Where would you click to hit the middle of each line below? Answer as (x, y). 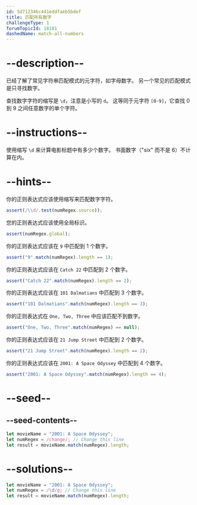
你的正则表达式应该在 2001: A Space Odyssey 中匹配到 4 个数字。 (86, 363)
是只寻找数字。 (24, 88)
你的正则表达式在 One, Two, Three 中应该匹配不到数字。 (75, 316)
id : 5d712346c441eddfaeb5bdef (44, 12)
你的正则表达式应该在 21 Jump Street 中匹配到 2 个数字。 (77, 340)
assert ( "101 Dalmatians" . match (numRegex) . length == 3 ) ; (77, 304)
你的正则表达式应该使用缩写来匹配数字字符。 (61, 199)
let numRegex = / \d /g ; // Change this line (61, 490)
